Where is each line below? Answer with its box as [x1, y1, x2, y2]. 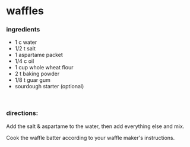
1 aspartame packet [14, 52, 64, 59]
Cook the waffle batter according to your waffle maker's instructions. [6, 134, 175, 141]
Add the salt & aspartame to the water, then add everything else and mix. [6, 123, 185, 130]
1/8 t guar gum [14, 76, 50, 84]
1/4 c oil [14, 57, 34, 65]
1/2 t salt [14, 45, 36, 52]
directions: [6, 109, 39, 117]
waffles [6, 4, 45, 18]
